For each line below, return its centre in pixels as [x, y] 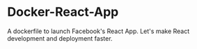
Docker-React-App [63, 12]
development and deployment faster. [60, 38]
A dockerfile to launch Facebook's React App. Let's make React [98, 31]
